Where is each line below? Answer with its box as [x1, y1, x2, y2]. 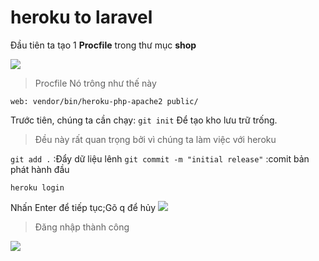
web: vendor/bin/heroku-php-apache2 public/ [10, 96, 199, 106]
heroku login [10, 182, 65, 193]
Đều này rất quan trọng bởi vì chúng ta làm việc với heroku [34, 133, 277, 145]
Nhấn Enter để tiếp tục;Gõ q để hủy [10, 201, 157, 213]
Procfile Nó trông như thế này [34, 77, 157, 89]
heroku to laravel [10, 6, 153, 29]
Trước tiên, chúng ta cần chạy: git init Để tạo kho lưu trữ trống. [10, 114, 278, 126]
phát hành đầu [10, 163, 70, 175]
